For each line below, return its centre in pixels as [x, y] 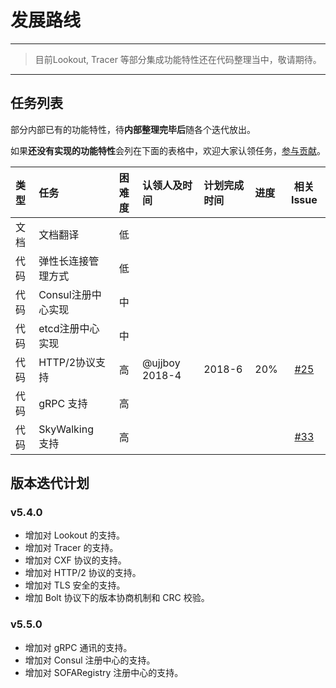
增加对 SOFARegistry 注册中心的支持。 [104, 672]
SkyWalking [66, 429]
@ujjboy [161, 363]
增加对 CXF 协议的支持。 [75, 560]
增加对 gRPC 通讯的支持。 [78, 647]
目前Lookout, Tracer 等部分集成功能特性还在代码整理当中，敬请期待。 [178, 59]
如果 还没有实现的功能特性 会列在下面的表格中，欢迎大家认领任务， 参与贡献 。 [168, 150]
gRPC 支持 [63, 403]
